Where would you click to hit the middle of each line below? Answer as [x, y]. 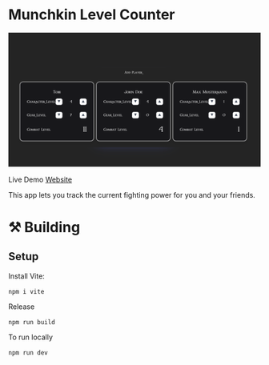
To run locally [31, 337]
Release [22, 307]
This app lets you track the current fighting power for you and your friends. [132, 195]
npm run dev [28, 353]
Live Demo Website [40, 179]
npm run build [32, 322]
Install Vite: [27, 276]
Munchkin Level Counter [92, 15]
